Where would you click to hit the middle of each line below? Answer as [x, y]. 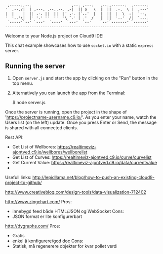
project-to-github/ [23, 182]
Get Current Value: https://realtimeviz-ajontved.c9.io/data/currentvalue [84, 162]
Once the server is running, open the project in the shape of [66, 112]
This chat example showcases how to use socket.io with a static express [80, 45]
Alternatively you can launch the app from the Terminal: [69, 93]
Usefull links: [18, 177]
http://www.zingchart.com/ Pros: [39, 201]
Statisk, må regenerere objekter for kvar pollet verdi [65, 246]
